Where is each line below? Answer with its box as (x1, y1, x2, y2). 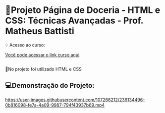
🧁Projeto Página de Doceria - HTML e (5, 4, 161, 16)
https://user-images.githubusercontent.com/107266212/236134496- (5, 97, 145, 103)
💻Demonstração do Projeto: (5, 81, 95, 90)
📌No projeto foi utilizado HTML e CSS (5, 66, 82, 72)
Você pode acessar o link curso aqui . (5, 52, 81, 57)
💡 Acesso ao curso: (5, 42, 46, 48)
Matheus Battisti (5, 26, 74, 37)
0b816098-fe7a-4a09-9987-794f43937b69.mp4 (5, 102, 105, 108)
